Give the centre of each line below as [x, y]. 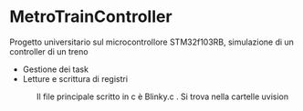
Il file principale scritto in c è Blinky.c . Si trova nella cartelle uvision [162, 96]
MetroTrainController [91, 17]
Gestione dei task [56, 69]
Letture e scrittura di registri [75, 78]
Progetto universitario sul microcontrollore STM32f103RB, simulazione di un [152, 42]
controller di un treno [49, 51]
